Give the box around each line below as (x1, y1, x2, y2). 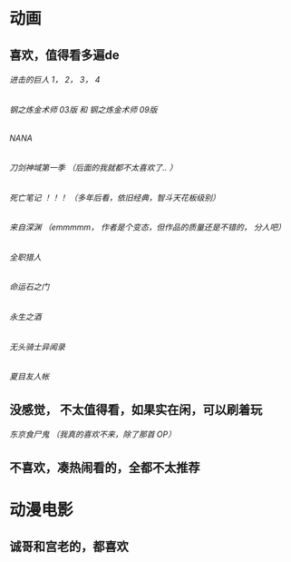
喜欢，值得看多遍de (9, 47, 120, 63)
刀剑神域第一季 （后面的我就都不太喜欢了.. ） (9, 163, 178, 173)
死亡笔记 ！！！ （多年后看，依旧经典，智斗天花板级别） (9, 192, 220, 202)
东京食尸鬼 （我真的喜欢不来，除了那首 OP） (9, 429, 177, 440)
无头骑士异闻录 (9, 341, 65, 352)
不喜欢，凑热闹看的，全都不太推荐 (9, 460, 200, 476)
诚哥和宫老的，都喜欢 (9, 538, 129, 554)
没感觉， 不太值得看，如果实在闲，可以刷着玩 (9, 401, 263, 418)
